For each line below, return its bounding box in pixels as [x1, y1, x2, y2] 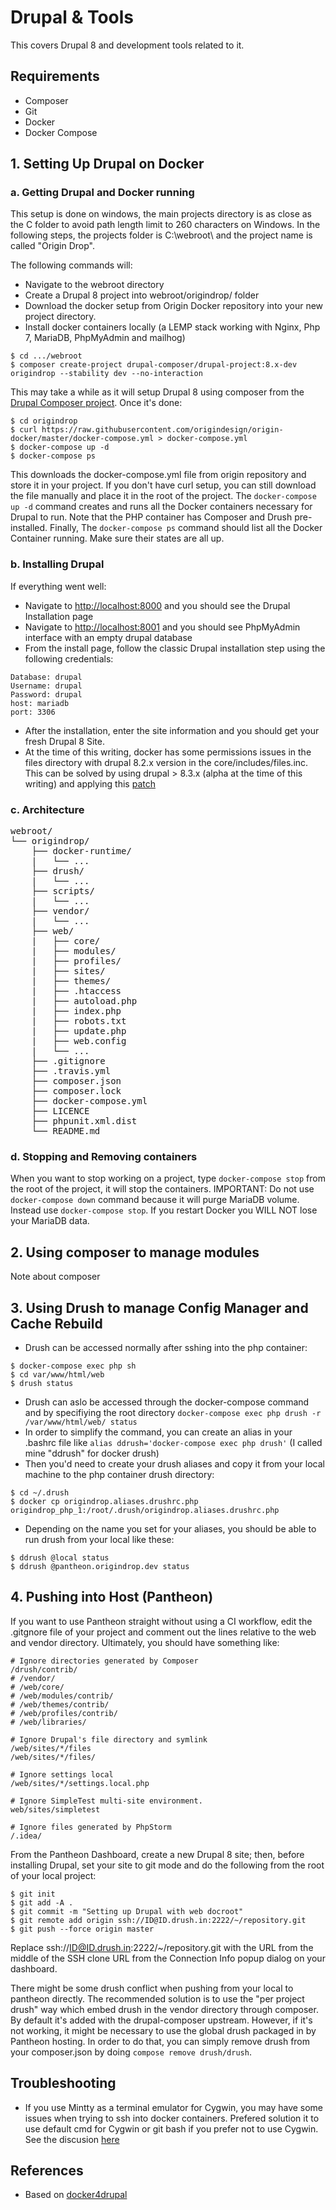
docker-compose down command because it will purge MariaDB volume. [10, 1194, 300, 1206]
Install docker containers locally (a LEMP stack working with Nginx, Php [24, 321, 321, 333]
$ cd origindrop [10, 416, 78, 426]
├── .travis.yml [31, 1066, 112, 1077]
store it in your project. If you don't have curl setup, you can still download [10, 479, 317, 491]
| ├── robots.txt [31, 1016, 127, 1027]
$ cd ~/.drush [10, 1487, 70, 1498]
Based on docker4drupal [24, 2189, 128, 2201]
